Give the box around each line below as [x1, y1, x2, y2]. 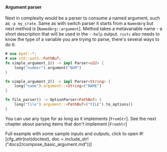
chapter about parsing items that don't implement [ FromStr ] [5, 120, 127, 127]
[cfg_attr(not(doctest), [5, 135, 51, 142]
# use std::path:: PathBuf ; [5, 56, 61, 61]
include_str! [64, 135, 89, 142]
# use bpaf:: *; [5, 51, 37, 56]
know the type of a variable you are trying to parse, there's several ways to [5, 36, 160, 42]
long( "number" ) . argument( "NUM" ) [14, 65, 81, 70]
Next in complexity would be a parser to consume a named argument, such [5, 15, 160, 21]
